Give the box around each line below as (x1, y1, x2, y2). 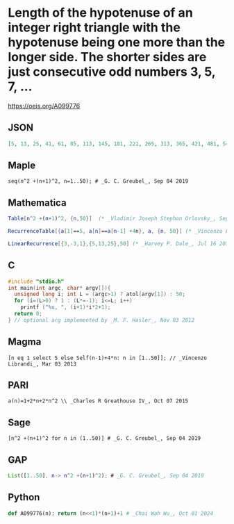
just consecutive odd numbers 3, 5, (8, 64, 216, 80)
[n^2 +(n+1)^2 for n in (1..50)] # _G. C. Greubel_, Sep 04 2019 (8, 435, 201, 442)
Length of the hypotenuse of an (8, 5, 193, 21)
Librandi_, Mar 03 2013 (8, 360, 77, 368)
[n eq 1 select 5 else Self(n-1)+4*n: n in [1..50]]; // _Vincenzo (8, 354, 208, 361)
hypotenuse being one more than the (8, 35, 225, 50)
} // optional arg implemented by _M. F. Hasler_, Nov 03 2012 (8, 316, 195, 324)
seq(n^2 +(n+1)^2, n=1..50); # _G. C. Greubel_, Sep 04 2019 (8, 178, 189, 185)
